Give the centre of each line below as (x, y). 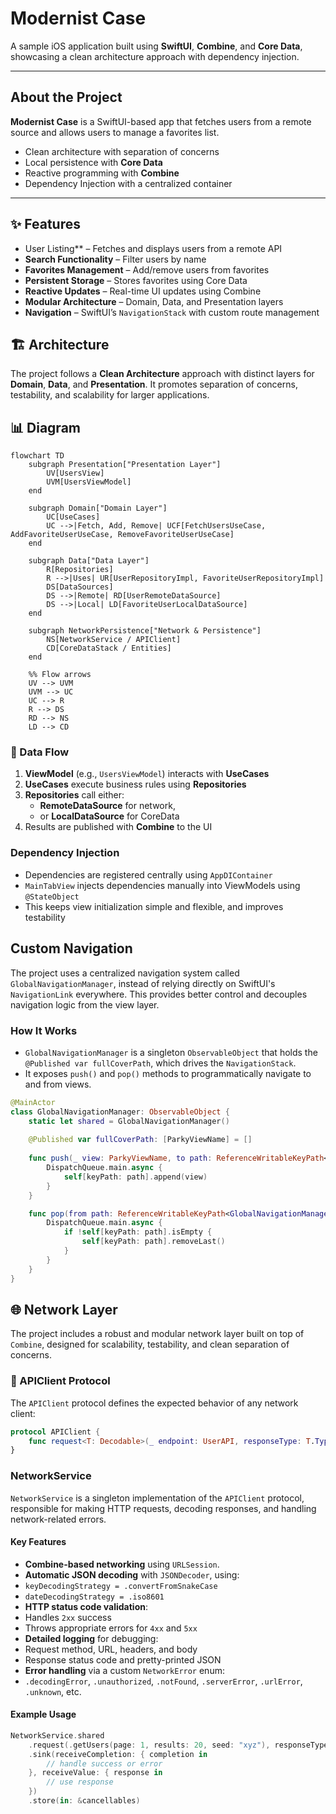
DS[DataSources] (80, 587)
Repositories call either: (74, 795)
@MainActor (33, 1102)
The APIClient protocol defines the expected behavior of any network (154, 1403)
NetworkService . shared (57, 1735)
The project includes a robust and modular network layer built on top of (157, 1334)
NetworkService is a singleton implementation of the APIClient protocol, (157, 1498)
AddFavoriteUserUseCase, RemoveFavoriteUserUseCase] (122, 535)
